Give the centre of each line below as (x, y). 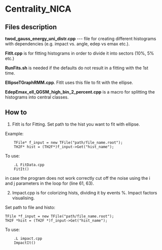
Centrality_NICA (38, 9)
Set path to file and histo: (30, 207)
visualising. (23, 198)
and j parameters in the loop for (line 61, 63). (49, 183)
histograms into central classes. (37, 97)
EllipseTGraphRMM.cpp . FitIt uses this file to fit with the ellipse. (69, 82)
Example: (14, 134)
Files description (31, 27)
